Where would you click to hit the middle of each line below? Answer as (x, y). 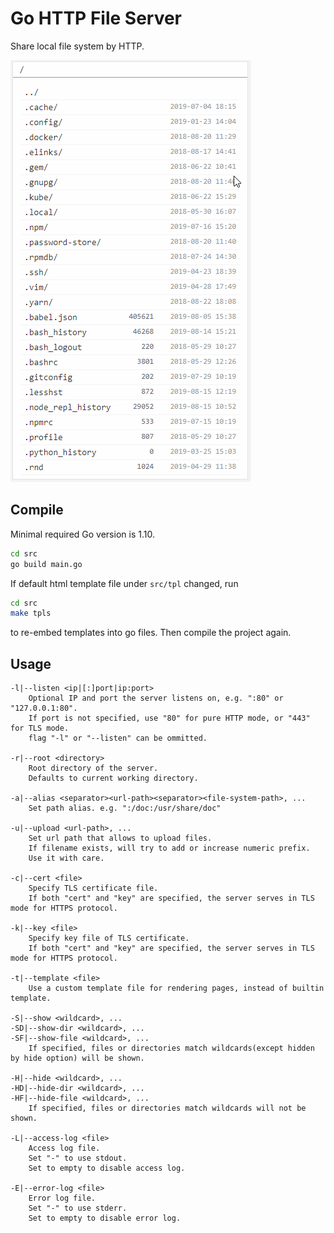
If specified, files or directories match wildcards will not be (167, 1108)
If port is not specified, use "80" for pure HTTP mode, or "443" (169, 718)
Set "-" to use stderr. (78, 1208)
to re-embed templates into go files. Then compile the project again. (151, 633)
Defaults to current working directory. (113, 778)
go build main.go (46, 564)
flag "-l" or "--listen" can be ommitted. (118, 738)
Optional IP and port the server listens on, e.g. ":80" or (156, 698)
